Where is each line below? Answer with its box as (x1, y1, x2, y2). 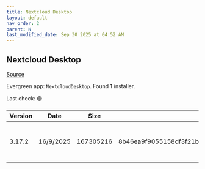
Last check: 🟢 (6, 94, 43, 102)
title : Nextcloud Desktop (6, 9, 72, 15)
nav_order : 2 (6, 20, 40, 26)
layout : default (6, 15, 48, 21)
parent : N (6, 26, 32, 32)
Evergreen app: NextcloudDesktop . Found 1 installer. (6, 82, 135, 89)
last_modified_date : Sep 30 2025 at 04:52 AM (6, 32, 124, 38)
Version (9, 111, 33, 120)
